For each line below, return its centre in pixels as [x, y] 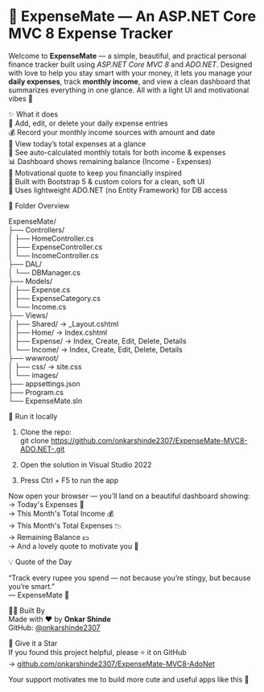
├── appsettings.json [44, 383]
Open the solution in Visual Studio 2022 [86, 464]
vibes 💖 [21, 98]
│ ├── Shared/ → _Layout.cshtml [64, 323]
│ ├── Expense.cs [39, 290]
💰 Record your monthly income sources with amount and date [112, 132]
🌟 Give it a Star [33, 643]
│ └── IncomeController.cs [54, 255]
